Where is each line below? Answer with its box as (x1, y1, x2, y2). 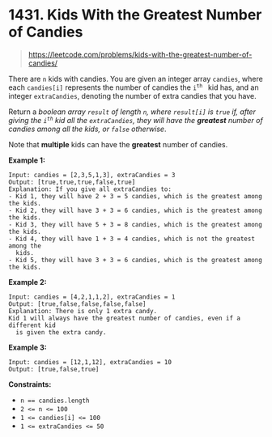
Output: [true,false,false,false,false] (8, 299, 147, 308)
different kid (8, 321, 57, 329)
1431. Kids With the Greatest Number (8, 6, 262, 24)
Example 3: (8, 342, 47, 352)
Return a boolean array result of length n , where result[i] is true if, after (8, 107, 257, 117)
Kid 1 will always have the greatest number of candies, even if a (8, 314, 241, 322)
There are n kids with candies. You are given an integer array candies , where (8, 74, 263, 83)
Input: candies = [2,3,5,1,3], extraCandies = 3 (8, 171, 176, 179)
